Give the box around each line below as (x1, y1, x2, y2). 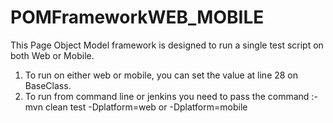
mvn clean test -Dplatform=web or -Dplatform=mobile (24, 101, 248, 113)
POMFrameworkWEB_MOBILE (10, 6, 265, 29)
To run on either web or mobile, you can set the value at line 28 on (24, 69, 299, 81)
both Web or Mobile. (10, 49, 95, 61)
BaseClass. (24, 79, 72, 91)
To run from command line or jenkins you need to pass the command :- (24, 90, 318, 102)
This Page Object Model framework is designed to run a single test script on (10, 39, 324, 51)
